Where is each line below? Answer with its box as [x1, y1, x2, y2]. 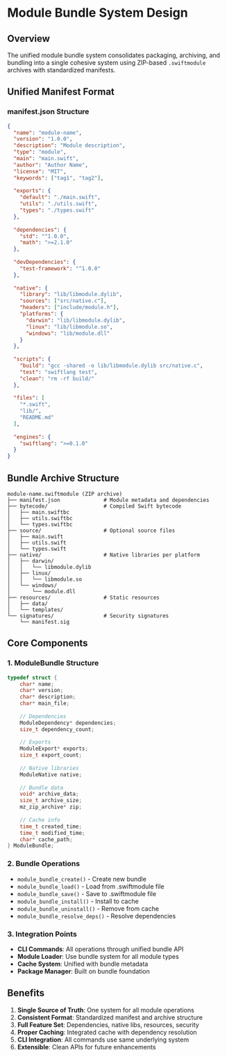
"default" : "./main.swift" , [19, 194, 101, 201]
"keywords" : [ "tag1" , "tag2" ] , [13, 174, 104, 182]
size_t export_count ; [19, 752, 82, 759]
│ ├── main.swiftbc [7, 509, 70, 516]
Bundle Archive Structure [7, 472, 119, 484]
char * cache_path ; [19, 836, 73, 843]
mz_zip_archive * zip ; [19, 804, 82, 811]
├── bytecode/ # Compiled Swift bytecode [7, 503, 182, 510]
